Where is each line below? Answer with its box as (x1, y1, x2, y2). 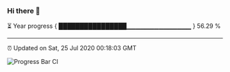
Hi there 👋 (7, 6, 41, 16)
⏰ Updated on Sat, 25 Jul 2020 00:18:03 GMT (7, 44, 137, 52)
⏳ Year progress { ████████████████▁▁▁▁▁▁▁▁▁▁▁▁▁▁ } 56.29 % (7, 22, 221, 30)
